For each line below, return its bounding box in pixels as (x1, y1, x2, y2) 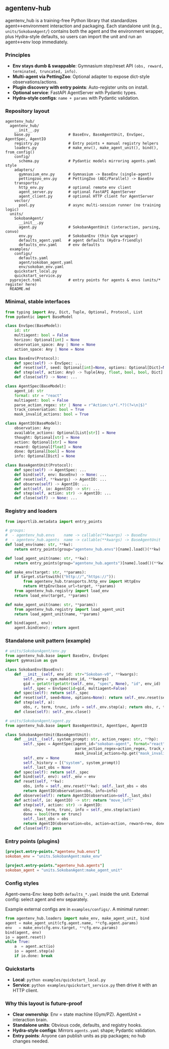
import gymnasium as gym (5, 658, 57, 663)
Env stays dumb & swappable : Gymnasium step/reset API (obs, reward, (12, 63, 164, 69)
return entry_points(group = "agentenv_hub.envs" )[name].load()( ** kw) (14, 547, 161, 552)
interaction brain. (12, 1017, 48, 1023)
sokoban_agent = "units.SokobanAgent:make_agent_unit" (5, 868, 123, 873)
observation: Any (14, 426, 51, 431)
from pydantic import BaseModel (5, 314, 73, 319)
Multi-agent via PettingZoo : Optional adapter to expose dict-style (12, 74, 150, 80)
